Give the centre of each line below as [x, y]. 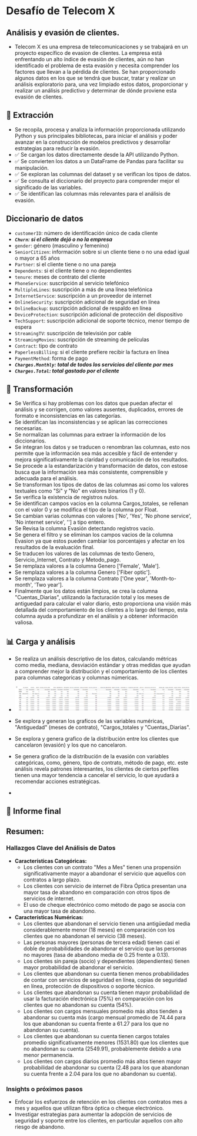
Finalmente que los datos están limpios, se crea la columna [86, 591]
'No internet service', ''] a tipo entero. [60, 522]
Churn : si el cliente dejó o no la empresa [64, 239]
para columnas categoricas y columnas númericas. [76, 678]
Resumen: [25, 831]
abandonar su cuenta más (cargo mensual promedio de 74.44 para [105, 1017]
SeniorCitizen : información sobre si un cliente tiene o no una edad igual [102, 252]
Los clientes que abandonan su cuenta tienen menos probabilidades [106, 973]
